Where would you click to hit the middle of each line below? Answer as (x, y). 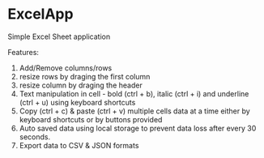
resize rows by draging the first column (85, 76)
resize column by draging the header (81, 85)
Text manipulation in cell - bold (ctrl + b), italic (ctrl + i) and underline (134, 93)
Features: (23, 52)
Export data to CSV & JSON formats (79, 145)
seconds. (35, 137)
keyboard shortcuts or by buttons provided (91, 119)
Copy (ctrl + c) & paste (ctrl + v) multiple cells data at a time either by (134, 111)
